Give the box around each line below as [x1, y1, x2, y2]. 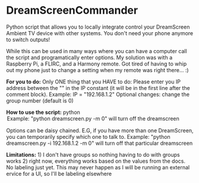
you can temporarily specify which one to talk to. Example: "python [6, 133, 170, 140]
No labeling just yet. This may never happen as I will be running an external [6, 163, 190, 170]
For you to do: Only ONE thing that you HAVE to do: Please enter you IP [6, 78, 181, 85]
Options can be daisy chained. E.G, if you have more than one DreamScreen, [6, 126, 194, 134]
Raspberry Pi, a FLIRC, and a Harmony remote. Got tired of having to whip [6, 60, 187, 67]
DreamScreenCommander [6, 4, 138, 17]
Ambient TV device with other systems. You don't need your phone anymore [6, 29, 194, 36]
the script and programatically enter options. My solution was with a [6, 54, 173, 61]
